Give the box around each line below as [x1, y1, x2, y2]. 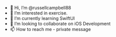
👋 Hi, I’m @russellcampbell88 [10, 5, 72, 10]
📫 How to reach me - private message [10, 26, 91, 32]
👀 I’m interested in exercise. [10, 10, 68, 16]
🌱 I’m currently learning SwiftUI [10, 15, 75, 21]
